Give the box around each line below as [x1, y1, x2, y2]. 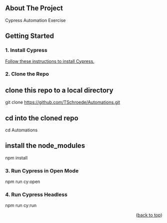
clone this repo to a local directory [5, 86, 114, 94]
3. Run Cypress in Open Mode [5, 167, 79, 174]
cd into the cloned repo [5, 113, 79, 122]
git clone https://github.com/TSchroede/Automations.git [5, 99, 121, 105]
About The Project [5, 4, 63, 12]
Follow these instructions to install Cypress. [5, 58, 95, 64]
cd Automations [5, 127, 38, 133]
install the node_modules [5, 141, 85, 150]
